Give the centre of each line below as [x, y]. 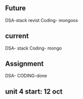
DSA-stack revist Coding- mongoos [41, 20]
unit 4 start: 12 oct [34, 91]
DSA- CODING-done [26, 76]
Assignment [24, 64]
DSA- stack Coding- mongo [34, 48]
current [17, 36]
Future [16, 8]
